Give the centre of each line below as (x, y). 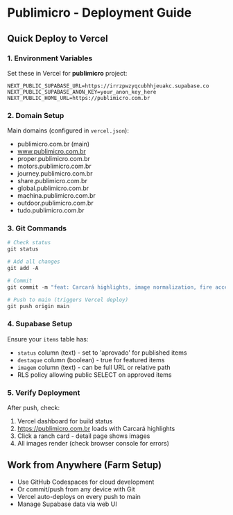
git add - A (23, 269)
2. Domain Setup (36, 115)
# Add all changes (34, 262)
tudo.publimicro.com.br (51, 210)
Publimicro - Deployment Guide (100, 13)
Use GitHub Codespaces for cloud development (86, 482)
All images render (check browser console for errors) (93, 444)
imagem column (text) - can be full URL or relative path (94, 367)
